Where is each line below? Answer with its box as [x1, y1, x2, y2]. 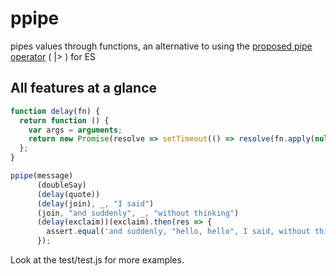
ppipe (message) [10, 171, 74, 181]
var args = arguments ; [28, 125, 123, 135]
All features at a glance [10, 80, 158, 97]
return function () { [19, 115, 110, 126]
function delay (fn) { [10, 106, 101, 116]
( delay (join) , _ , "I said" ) [36, 198, 155, 209]
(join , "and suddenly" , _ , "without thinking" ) [36, 208, 240, 218]
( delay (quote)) [36, 189, 101, 199]
